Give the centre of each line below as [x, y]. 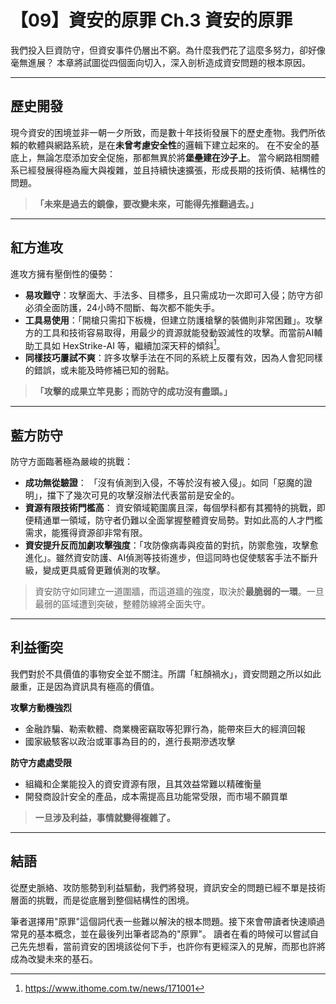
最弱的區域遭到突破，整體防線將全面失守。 [122, 604]
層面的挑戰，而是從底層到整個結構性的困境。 [102, 900]
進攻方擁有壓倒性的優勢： [63, 273]
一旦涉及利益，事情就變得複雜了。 [105, 817]
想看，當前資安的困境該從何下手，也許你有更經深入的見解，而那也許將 [181, 946]
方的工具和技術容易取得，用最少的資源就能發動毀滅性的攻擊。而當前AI [169, 332]
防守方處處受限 [41, 762]
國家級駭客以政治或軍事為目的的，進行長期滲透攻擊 [130, 741]
